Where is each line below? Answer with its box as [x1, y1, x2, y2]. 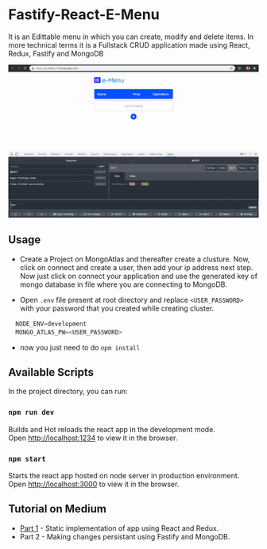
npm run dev [8, 408, 55, 417]
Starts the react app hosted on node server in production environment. [8, 471, 240, 481]
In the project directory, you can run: [8, 387, 128, 396]
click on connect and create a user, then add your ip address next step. [19, 262, 253, 272]
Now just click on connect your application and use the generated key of [19, 271, 258, 280]
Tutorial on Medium [8, 502, 107, 516]
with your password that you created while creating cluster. [19, 303, 215, 313]
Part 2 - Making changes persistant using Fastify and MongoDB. [19, 532, 230, 541]
